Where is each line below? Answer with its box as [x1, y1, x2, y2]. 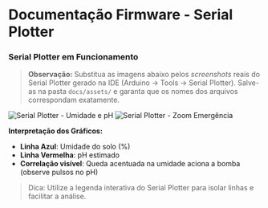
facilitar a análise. [27, 191, 87, 202]
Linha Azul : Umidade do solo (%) [19, 142, 131, 152]
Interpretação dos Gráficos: [8, 126, 103, 136]
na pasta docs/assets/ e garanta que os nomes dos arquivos [37, 87, 238, 96]
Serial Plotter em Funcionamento [8, 51, 139, 63]
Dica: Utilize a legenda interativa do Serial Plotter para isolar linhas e [27, 183, 254, 193]
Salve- [238, 78, 259, 88]
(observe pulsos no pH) [19, 167, 99, 177]
